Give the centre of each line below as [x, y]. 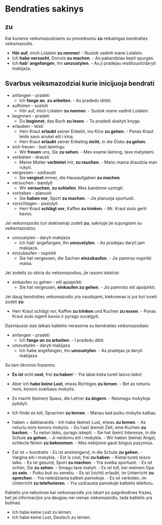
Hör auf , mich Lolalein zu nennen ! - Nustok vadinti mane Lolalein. [78, 53]
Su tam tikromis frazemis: [30, 365]
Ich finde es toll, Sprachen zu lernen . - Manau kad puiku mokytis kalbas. [84, 413]
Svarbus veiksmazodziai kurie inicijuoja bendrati [80, 84]
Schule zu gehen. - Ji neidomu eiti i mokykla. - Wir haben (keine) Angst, [84, 437]
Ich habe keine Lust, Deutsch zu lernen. [52, 517]
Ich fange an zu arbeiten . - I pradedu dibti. [62, 340]
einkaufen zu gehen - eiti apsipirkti [47, 282]
